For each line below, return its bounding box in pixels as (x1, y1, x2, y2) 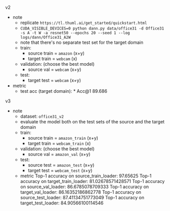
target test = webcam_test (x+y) (27, 168, 93, 173)
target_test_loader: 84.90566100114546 (20, 200, 104, 206)
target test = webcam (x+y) (27, 77, 81, 83)
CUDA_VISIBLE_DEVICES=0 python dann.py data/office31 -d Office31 (20, 26, 164, 31)
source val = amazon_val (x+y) (27, 151, 91, 157)
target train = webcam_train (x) (27, 140, 91, 146)
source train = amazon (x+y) (27, 50, 85, 56)
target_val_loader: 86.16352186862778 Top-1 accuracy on (20, 189, 141, 195)
